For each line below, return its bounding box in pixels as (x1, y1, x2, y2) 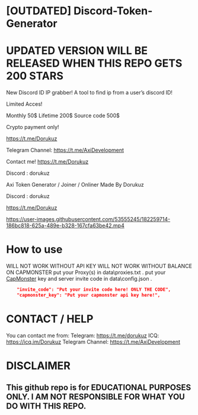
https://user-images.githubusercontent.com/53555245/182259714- (6, 216, 171, 223)
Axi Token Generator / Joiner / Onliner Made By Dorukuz (6, 181, 144, 188)
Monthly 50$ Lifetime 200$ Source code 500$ (6, 112, 120, 120)
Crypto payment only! (6, 124, 59, 131)
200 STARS (6, 70, 63, 83)
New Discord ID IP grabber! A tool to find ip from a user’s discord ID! (6, 89, 173, 96)
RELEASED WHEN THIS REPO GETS (6, 56, 183, 70)
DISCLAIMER (6, 359, 71, 372)
